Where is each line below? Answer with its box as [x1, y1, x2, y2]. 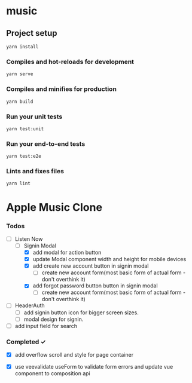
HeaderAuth [14, 302, 45, 309]
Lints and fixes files [6, 167, 65, 176]
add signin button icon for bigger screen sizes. [23, 309, 139, 316]
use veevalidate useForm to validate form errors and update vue [14, 363, 173, 370]
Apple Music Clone [6, 200, 103, 214]
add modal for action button [32, 249, 102, 256]
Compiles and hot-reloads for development [6, 57, 135, 66]
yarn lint [6, 180, 31, 186]
